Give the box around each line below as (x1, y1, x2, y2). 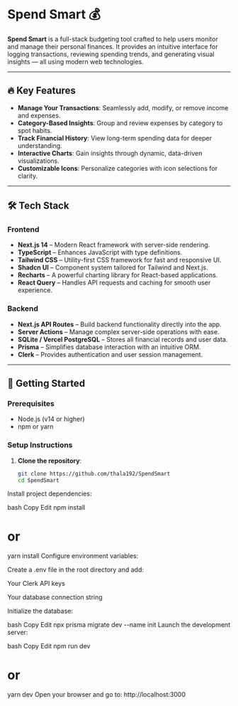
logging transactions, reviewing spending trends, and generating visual (7, 50, 215, 58)
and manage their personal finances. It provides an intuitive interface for (7, 42, 218, 50)
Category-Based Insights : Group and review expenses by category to (17, 119, 223, 127)
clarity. (17, 171, 38, 180)
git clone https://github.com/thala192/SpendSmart (17, 470, 171, 477)
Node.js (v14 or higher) (17, 414, 85, 424)
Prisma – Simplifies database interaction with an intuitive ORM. (17, 343, 201, 351)
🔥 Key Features (7, 85, 76, 97)
